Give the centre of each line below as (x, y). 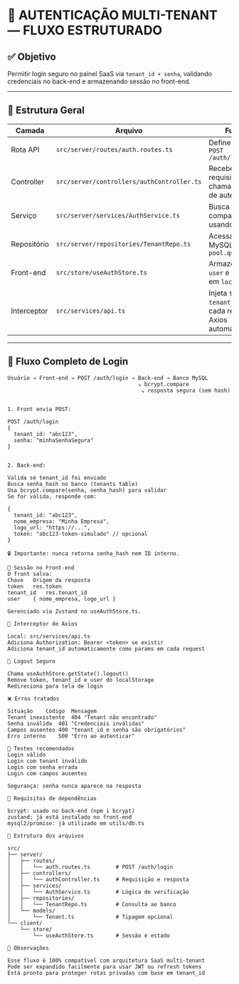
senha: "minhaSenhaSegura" (54, 440)
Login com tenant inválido (47, 761)
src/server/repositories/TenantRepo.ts (123, 244)
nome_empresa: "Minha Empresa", (62, 521)
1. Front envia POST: (39, 409)
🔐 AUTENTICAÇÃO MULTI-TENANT (113, 15)
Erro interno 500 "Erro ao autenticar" (71, 736)
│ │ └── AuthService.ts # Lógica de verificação (99, 892)
